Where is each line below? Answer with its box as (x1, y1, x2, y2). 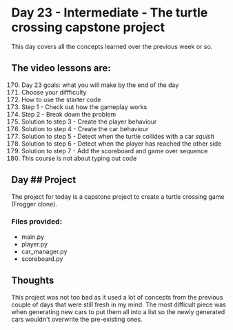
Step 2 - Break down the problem (21, 110, 116, 118)
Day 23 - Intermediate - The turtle (11, 5, 208, 21)
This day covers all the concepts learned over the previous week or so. (11, 42, 213, 50)
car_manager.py (21, 247, 68, 255)
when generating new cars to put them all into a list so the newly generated (11, 307, 225, 316)
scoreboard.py (21, 254, 63, 263)
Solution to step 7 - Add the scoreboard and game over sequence (21, 146, 208, 155)
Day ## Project (11, 174, 77, 186)
